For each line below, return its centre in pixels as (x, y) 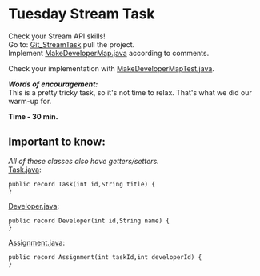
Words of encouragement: (53, 84)
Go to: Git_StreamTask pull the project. (72, 44)
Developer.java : (34, 206)
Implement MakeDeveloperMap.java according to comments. (109, 53)
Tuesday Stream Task (82, 14)
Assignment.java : (37, 242)
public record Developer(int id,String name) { (89, 221)
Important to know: (57, 142)
